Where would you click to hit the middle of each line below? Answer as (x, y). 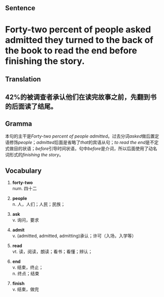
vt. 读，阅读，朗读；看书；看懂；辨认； (52, 251)
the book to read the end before (71, 50)
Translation (23, 79)
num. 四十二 (24, 188)
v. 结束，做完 (26, 289)
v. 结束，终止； (28, 267)
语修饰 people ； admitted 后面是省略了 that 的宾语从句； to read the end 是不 (80, 143)
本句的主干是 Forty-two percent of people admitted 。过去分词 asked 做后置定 (82, 136)
